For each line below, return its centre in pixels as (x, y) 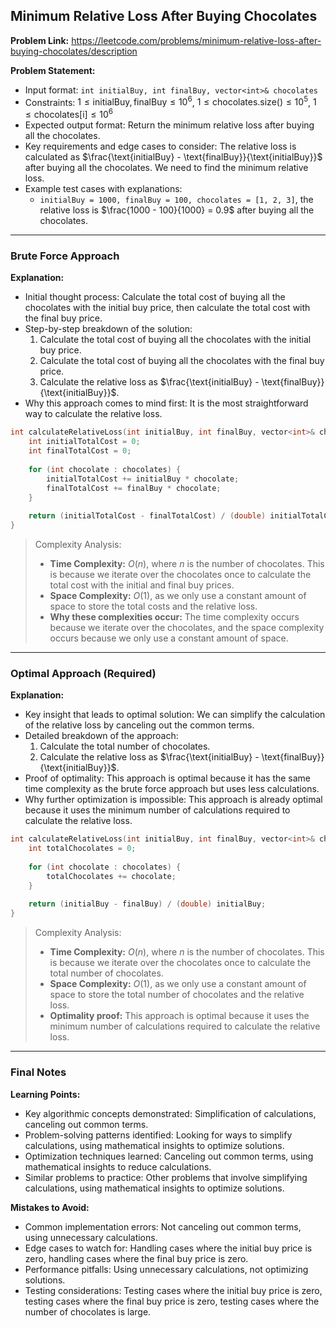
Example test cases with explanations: (103, 189)
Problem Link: (40, 40)
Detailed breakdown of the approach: (101, 736)
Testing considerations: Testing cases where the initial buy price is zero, (173, 1290)
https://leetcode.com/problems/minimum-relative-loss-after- (196, 40)
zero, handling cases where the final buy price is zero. (136, 1258)
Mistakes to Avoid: (50, 1207)
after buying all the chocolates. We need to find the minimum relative (166, 168)
